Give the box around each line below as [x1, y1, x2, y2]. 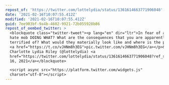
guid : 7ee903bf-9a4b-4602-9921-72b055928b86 [5, 21, 100, 26]
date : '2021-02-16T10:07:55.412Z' [5, 12, 78, 17]
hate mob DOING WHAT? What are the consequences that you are [10, 35, 143, 40]
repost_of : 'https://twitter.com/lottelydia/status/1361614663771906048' [5, 7, 163, 12]
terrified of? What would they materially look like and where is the [10, 40, 161, 45]
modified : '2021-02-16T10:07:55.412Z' [5, 16, 87, 21]
